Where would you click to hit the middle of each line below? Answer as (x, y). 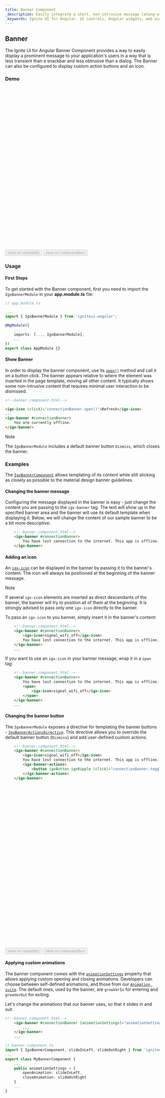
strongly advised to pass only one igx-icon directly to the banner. (71, 608)
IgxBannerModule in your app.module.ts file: (49, 294)
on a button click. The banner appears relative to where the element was (79, 375)
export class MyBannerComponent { (41, 1059)
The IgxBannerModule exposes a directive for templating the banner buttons (81, 727)
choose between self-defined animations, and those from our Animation (78, 984)
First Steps (16, 278)
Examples (17, 464)
